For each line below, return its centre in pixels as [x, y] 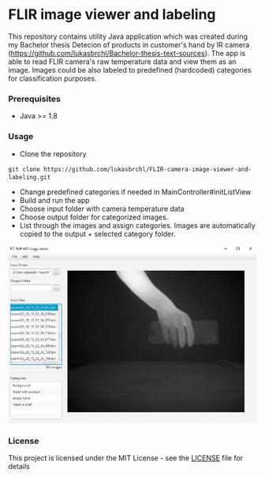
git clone [24, 169]
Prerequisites [34, 99]
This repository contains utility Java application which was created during [128, 36]
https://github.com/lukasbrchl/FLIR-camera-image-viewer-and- [147, 169]
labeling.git [30, 177]
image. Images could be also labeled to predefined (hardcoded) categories [130, 69]
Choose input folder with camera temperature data [102, 208]
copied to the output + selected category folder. [97, 234]
